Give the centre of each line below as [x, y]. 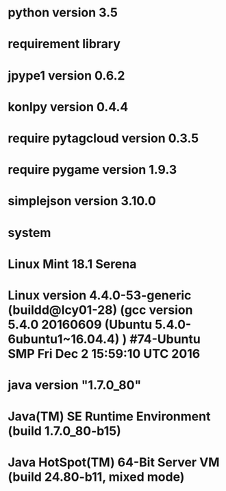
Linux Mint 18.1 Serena [72, 264]
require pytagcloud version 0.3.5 [103, 138]
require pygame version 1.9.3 [92, 170]
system [29, 232]
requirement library [64, 44]
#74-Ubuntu [165, 339]
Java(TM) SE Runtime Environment [109, 416]
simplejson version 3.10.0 [82, 201]
